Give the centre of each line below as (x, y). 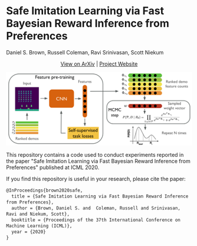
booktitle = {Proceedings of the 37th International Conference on (96, 220)
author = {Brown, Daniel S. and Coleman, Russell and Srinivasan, (96, 208)
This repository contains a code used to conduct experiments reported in (95, 155)
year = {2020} (29, 232)
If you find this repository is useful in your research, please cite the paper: (96, 179)
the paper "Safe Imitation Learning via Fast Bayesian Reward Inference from (98, 161)
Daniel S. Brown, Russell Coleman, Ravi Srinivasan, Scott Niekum (85, 52)
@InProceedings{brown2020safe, (45, 190)
